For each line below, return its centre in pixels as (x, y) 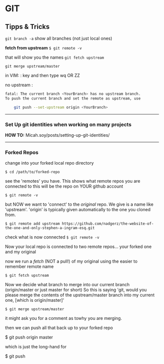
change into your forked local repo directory (50, 163)
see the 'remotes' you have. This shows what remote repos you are (73, 181)
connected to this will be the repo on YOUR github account (64, 186)
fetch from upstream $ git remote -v (43, 48)
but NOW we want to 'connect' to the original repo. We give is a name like (79, 204)
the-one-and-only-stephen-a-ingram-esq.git (50, 228)
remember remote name (29, 267)
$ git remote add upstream (32, 224)
